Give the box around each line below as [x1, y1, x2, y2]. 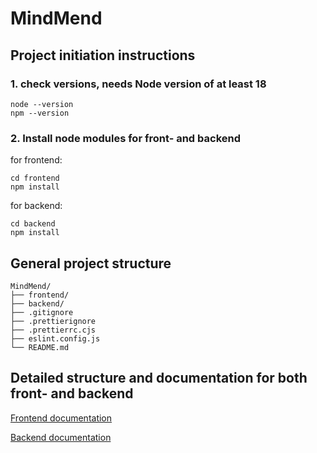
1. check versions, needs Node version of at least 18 [10, 77, 267, 91]
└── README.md [10, 342, 70, 352]
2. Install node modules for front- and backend [10, 131, 242, 145]
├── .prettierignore [10, 316, 97, 326]
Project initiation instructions [10, 47, 196, 64]
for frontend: [10, 154, 63, 166]
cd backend [10, 219, 56, 229]
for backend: [10, 200, 63, 212]
